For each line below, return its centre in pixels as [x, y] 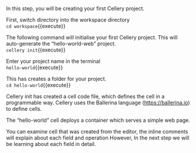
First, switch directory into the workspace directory [68, 20]
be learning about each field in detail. [51, 144]
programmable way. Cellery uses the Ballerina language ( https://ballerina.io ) [98, 103]
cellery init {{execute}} [36, 50]
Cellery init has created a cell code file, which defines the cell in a [85, 96]
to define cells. [24, 109]
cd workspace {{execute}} [36, 26]
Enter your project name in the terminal [53, 61]
